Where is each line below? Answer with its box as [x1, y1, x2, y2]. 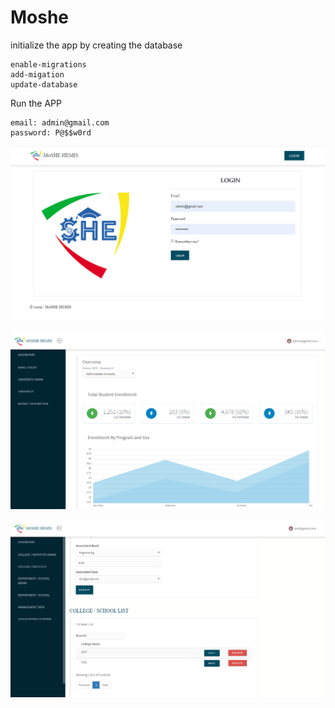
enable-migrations [10, 59, 87, 70]
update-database [10, 79, 78, 90]
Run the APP [10, 97, 62, 109]
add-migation [10, 69, 65, 80]
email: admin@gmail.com [10, 117, 110, 128]
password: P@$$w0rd [10, 127, 92, 138]
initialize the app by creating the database [10, 39, 183, 51]
